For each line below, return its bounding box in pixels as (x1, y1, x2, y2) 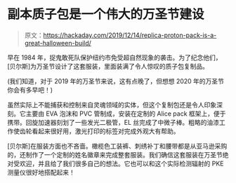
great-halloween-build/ (24, 39, 91, 47)
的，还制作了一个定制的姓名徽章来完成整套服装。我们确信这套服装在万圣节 (7, 150, 223, 158)
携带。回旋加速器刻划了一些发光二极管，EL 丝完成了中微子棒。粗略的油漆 (7, 118, 220, 126)
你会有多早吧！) (7, 86, 53, 94)
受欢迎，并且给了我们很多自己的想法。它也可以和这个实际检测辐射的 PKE (13, 159, 224, 168)
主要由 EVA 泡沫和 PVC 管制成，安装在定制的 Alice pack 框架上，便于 (25, 109, 226, 118)
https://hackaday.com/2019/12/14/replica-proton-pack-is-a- (43, 31, 217, 39)
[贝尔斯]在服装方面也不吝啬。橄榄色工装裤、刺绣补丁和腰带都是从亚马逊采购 (7, 142, 228, 150)
